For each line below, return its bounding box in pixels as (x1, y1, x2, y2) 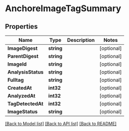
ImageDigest (7, 45, 38, 52)
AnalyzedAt (7, 93, 36, 99)
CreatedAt (7, 85, 32, 91)
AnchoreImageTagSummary (5, 3, 122, 14)
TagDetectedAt (7, 100, 44, 107)
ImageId (7, 61, 27, 67)
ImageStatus (7, 108, 38, 115)
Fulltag (7, 76, 24, 83)
